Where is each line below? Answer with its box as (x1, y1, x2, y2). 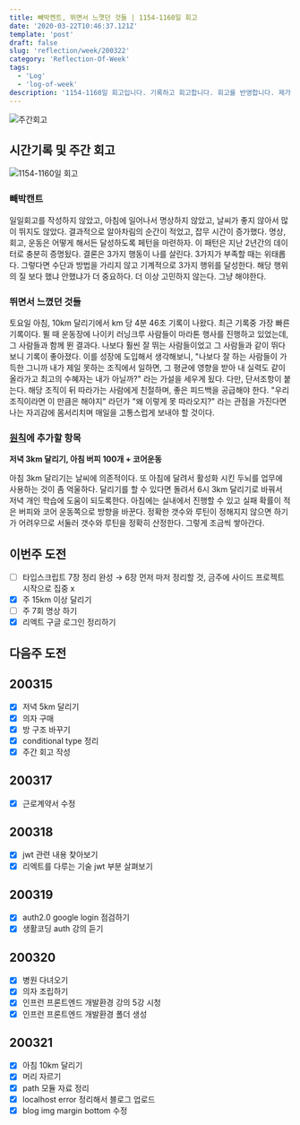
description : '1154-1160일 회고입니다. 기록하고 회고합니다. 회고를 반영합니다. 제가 (9, 88, 291, 97)
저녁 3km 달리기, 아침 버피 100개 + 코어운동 (9, 454, 163, 464)
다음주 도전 (9, 645, 67, 661)
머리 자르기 (21, 1071, 62, 1082)
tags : (9, 64, 30, 73)
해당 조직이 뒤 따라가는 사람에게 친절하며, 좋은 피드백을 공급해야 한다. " (28, 385, 276, 395)
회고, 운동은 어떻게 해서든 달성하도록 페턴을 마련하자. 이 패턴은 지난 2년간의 (9, 237, 272, 247)
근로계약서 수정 (21, 798, 76, 809)
